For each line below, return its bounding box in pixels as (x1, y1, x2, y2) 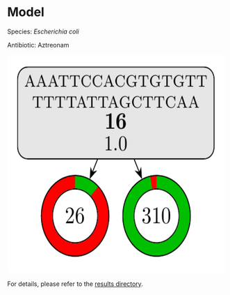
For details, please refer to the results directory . (7, 280, 144, 288)
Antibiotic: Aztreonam (7, 40, 69, 49)
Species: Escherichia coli (7, 27, 80, 36)
